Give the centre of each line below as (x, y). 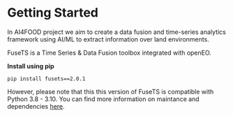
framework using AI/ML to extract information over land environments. (108, 39)
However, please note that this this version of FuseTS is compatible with (111, 91)
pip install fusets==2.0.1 (46, 79)
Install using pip (31, 66)
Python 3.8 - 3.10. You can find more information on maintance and (104, 99)
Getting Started (53, 13)
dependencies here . (36, 106)
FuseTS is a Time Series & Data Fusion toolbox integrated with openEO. (109, 53)
